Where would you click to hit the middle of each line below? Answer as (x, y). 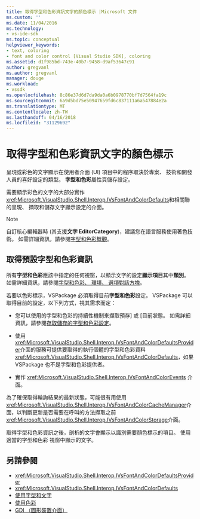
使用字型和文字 (33, 495)
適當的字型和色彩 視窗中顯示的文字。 (51, 439)
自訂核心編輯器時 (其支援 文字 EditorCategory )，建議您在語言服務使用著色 (97, 231)
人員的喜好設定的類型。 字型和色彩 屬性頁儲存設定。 (70, 179)
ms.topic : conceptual (33, 39)
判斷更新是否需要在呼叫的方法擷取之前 (69, 412)
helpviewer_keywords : (33, 45)
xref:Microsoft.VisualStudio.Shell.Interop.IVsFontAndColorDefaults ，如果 (104, 357)
